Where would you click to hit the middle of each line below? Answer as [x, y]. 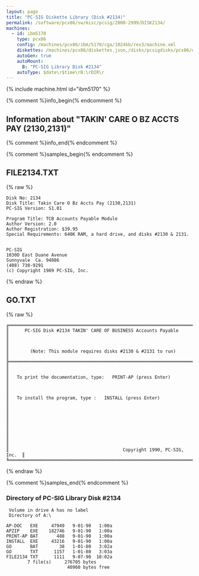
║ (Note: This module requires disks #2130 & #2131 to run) [91, 351]
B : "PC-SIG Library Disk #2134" [62, 67]
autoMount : [30, 61]
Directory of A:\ [30, 515]
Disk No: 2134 [24, 198]
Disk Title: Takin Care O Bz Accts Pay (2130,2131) [71, 203]
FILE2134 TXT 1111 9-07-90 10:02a [59, 557]
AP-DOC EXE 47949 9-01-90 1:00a [59, 526]
